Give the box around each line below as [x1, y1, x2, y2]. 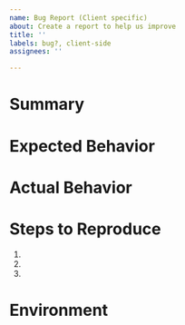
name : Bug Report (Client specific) [9, 13, 148, 23]
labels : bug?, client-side [9, 38, 112, 48]
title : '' [9, 30, 47, 39]
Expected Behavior [9, 135, 156, 156]
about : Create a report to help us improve [9, 22, 177, 31]
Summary [9, 94, 84, 114]
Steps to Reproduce [9, 219, 161, 239]
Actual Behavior [9, 177, 133, 198]
